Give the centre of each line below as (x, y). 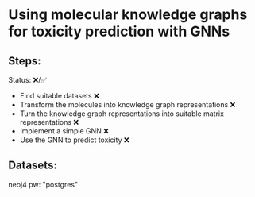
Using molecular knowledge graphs (128, 15)
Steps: (25, 61)
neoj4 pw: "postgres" (43, 184)
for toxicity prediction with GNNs (119, 31)
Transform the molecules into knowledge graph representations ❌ (127, 104)
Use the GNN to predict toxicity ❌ (74, 140)
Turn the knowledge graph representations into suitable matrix (122, 114)
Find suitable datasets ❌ (59, 96)
